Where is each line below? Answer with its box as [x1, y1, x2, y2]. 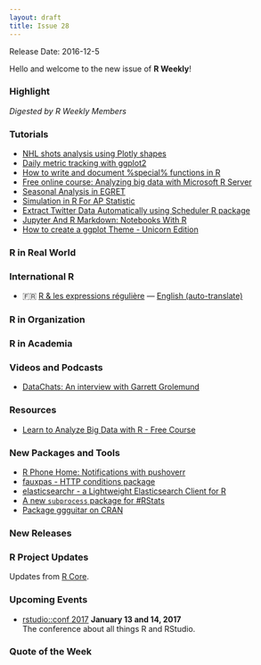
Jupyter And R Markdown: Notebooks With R [21, 215, 187, 226]
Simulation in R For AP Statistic [21, 195, 135, 206]
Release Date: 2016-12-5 [9, 46, 100, 56]
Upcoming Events [9, 594, 88, 606]
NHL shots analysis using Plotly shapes [21, 148, 167, 159]
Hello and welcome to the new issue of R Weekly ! [9, 63, 192, 74]
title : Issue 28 [9, 21, 69, 30]
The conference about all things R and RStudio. [21, 623, 196, 634]
